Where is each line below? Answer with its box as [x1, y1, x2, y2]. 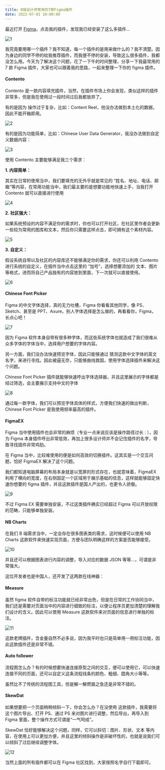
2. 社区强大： [5, 210, 32, 216]
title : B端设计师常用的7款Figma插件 [5, 7, 73, 12]
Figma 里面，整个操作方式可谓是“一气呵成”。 [5, 716, 96, 722]
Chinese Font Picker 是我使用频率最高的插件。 [5, 406, 99, 412]
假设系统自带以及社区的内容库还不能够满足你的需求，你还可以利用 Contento [5, 257, 159, 263]
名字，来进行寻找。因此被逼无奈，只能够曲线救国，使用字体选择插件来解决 [5, 357, 156, 363]
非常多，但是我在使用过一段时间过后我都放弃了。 [5, 94, 104, 100]
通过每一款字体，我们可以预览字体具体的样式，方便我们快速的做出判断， [5, 400, 151, 406]
